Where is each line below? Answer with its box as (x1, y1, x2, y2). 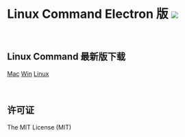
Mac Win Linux (7, 69, 49, 77)
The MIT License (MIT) (7, 123, 72, 131)
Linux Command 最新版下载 (7, 51, 126, 62)
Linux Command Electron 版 (7, 6, 169, 22)
